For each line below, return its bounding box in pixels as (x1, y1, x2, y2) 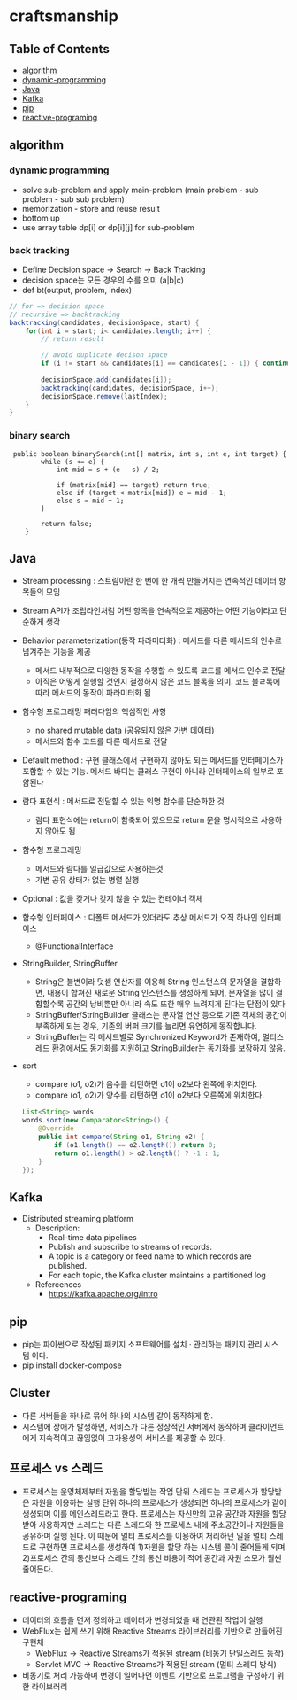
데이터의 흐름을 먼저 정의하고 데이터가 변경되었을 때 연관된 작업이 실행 (21, 1614, 263, 1625)
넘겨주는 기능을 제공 (21, 647, 91, 657)
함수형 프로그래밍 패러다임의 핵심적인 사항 (21, 706, 167, 717)
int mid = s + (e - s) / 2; (56, 465, 161, 474)
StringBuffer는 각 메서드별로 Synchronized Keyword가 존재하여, (34, 1032, 261, 1043)
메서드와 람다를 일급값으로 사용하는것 (34, 864, 164, 874)
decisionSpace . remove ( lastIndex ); (41, 392, 168, 400)
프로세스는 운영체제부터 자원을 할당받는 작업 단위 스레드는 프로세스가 (21, 1486, 259, 1496)
